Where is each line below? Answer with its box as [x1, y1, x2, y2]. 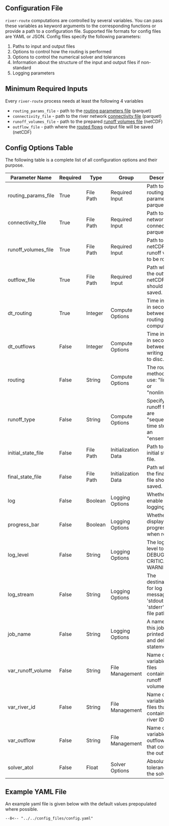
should [146, 283, 163, 290]
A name [146, 618, 165, 625]
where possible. [5, 806, 39, 812]
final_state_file [8, 473, 42, 480]
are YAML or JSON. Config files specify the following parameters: [5, 33, 141, 39]
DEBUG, [146, 551, 166, 558]
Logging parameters [12, 70, 55, 76]
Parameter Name [10, 174, 52, 181]
